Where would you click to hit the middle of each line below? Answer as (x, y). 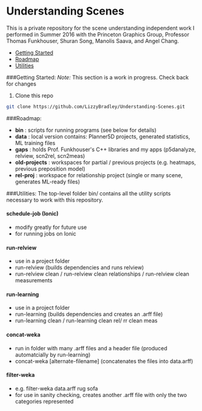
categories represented (44, 401)
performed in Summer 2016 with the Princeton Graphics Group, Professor (98, 34)
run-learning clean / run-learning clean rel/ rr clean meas (86, 321)
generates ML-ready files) (47, 182)
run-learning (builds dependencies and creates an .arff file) (89, 314)
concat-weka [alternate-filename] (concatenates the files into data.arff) (104, 361)
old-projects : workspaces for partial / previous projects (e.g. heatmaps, (106, 162)
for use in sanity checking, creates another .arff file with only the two (101, 395)
